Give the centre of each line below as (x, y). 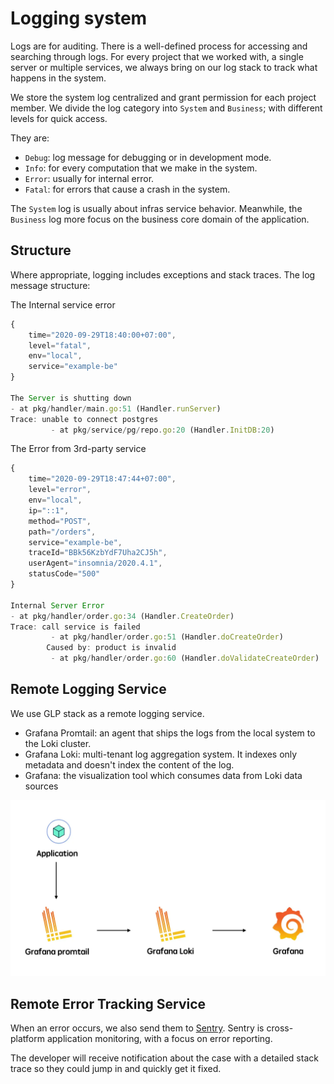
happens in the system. (58, 78)
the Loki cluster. (58, 743)
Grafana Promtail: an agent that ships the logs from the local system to (170, 733)
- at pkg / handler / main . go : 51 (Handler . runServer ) (116, 408)
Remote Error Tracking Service (108, 1003)
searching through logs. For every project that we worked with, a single (157, 56)
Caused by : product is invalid (111, 648)
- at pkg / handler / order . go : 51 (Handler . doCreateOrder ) (167, 637)
